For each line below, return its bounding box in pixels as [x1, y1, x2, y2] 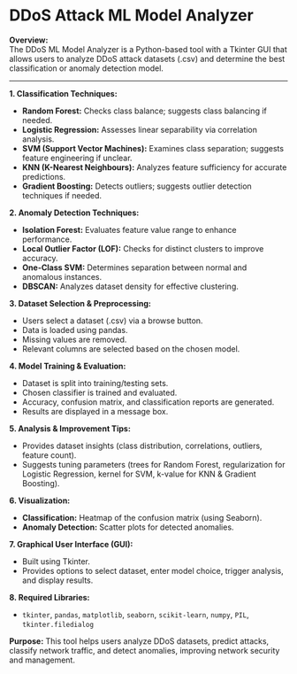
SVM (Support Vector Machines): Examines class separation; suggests [21, 143, 285, 153]
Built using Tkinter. [21, 555, 91, 567]
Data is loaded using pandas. [21, 324, 128, 335]
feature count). [21, 449, 77, 461]
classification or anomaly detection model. [9, 63, 164, 74]
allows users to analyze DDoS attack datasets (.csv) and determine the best [9, 53, 286, 64]
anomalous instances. [21, 271, 103, 282]
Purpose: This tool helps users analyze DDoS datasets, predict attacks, [9, 635, 270, 647]
